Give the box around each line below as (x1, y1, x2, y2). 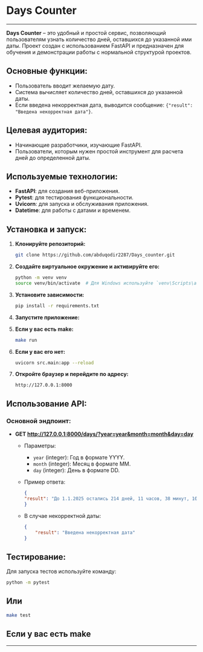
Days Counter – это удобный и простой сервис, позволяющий (6, 29, 166, 36)
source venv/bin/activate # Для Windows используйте (14, 280, 153, 286)
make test (6, 612, 31, 618)
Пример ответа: (24, 478, 65, 486)
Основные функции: (6, 66, 88, 76)
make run (14, 337, 37, 343)
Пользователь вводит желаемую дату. (14, 82, 115, 89)
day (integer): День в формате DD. (33, 467, 120, 474)
